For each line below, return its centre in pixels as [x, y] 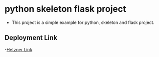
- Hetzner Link [19, 49]
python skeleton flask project [66, 9]
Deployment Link [31, 38]
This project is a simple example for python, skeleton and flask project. [83, 22]
